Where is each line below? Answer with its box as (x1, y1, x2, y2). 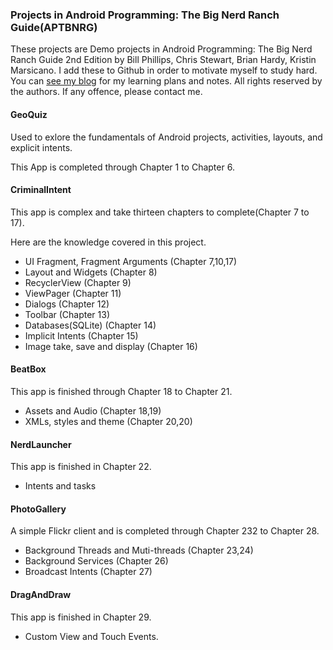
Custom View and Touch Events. (24, 630, 159, 642)
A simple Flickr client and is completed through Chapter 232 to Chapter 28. (10, 525, 320, 537)
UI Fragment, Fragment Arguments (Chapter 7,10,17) (24, 255, 238, 267)
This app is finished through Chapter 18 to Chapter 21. (10, 385, 233, 397)
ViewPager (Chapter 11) (24, 287, 122, 299)
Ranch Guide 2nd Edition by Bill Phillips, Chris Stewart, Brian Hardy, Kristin (10, 54, 317, 66)
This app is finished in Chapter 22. (10, 461, 152, 473)
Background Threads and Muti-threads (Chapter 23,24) (24, 544, 254, 557)
